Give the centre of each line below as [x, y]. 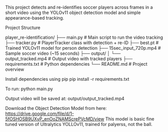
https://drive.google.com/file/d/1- [40, 113]
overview [15, 69]
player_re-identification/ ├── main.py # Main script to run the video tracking [84, 37]
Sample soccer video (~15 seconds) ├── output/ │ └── [63, 53]
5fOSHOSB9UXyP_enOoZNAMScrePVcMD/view [55, 119]
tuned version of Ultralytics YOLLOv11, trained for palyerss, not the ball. [79, 124]
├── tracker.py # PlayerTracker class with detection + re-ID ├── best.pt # [82, 43]
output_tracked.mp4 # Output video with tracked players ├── [69, 59]
